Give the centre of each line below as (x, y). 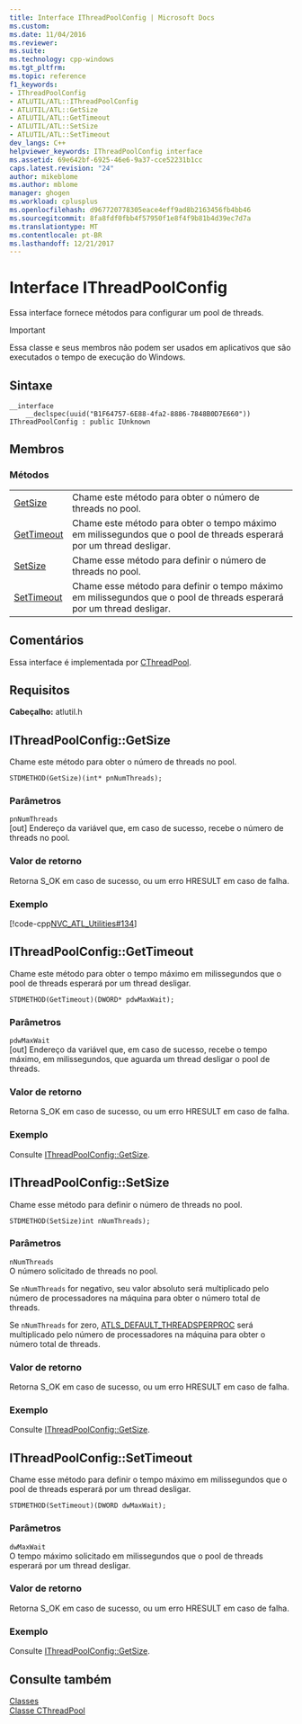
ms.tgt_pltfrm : (38, 68)
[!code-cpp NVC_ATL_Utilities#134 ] (73, 924)
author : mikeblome (44, 176)
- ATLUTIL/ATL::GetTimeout (60, 118)
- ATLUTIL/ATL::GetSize (54, 110)
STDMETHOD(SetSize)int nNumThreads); (80, 1221)
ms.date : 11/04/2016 (48, 34)
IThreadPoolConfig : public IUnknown (80, 422)
